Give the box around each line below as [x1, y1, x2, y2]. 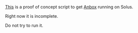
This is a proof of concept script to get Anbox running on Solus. [5, 4, 134, 10]
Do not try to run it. [5, 22, 44, 28]
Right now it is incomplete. [5, 13, 59, 19]
